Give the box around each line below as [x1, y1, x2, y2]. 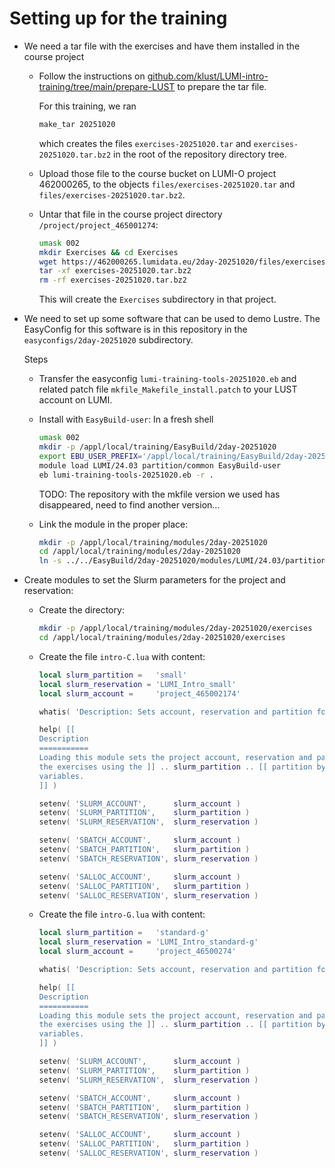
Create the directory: [38, 604, 125, 616]
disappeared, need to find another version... [38, 498, 221, 511]
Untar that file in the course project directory [38, 208, 223, 220]
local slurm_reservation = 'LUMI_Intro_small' [38, 679, 237, 689]
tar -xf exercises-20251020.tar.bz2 [38, 266, 192, 276]
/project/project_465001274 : [38, 218, 159, 231]
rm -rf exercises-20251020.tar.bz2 [38, 275, 187, 286]
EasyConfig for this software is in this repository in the [23, 323, 248, 336]
